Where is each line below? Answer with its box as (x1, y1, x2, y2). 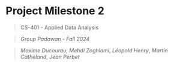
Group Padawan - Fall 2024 (20, 35, 90, 42)
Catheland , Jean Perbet (20, 53, 80, 60)
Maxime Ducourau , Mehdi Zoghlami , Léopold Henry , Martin (20, 46, 169, 54)
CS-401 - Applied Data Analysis (20, 24, 99, 31)
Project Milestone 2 (5, 4, 104, 18)
